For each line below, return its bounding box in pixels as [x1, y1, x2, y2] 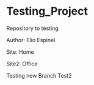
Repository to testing [6, 24, 59, 32]
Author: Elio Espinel [6, 36, 56, 43]
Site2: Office [6, 60, 38, 67]
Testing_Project [6, 4, 89, 18]
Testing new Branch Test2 [6, 72, 72, 79]
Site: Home [6, 48, 35, 56]
